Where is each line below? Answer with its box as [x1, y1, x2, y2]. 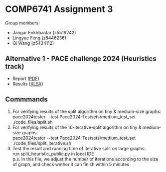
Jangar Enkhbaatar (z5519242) [12, 29, 76, 35]
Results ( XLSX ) [12, 81, 43, 86]
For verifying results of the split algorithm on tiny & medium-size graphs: [12, 108, 162, 114]
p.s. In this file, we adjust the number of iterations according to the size [12, 156, 159, 162]
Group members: [5, 20, 40, 26]
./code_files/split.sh [12, 119, 53, 125]
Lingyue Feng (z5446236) [12, 35, 66, 41]
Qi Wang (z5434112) [12, 40, 54, 46]
